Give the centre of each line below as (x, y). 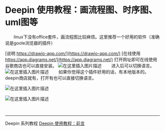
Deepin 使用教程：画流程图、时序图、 (81, 10)
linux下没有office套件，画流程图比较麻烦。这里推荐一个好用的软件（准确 (87, 37)
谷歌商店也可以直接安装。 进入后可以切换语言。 (80, 65)
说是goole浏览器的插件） (30, 43)
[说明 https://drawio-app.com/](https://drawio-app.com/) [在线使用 (73, 53)
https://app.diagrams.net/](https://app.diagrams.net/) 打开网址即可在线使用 (81, 59)
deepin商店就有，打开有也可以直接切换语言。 (51, 78)
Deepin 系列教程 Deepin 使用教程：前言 (45, 123)
